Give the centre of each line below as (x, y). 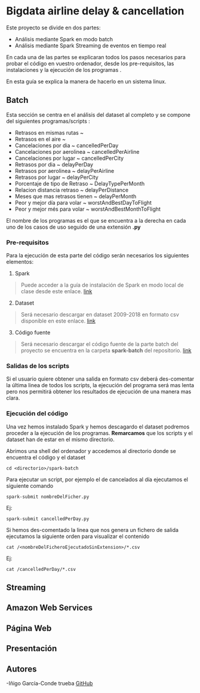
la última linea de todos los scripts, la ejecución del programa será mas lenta (100, 385)
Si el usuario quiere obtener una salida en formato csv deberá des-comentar (100, 379)
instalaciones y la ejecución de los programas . (64, 69)
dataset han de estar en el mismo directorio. (61, 439)
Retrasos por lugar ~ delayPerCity (56, 177)
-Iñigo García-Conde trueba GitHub (50, 683)
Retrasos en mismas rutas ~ (49, 132)
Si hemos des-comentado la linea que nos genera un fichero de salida (93, 530)
